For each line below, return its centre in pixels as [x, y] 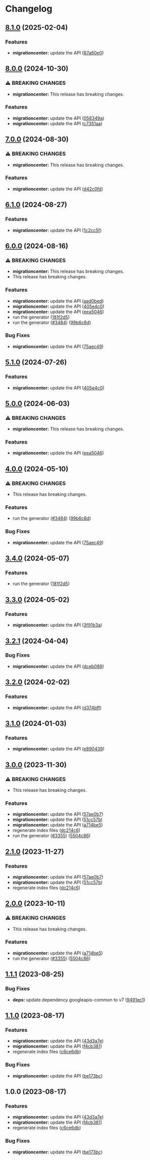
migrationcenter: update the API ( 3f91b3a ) [57, 625]
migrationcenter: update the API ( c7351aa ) [57, 123]
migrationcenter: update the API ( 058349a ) [58, 118]
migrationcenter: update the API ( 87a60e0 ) [58, 53]
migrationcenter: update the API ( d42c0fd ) [58, 189]
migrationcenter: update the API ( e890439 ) [58, 749]
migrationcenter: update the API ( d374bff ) [57, 707]
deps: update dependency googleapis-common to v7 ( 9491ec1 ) [79, 1000]
